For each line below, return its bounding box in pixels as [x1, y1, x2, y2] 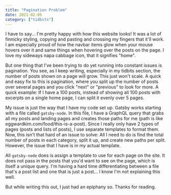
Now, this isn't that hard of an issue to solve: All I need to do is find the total [5, 132, 164, 138]
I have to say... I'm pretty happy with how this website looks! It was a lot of [5, 31, 162, 37]
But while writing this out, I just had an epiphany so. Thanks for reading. [5, 184, 156, 190]
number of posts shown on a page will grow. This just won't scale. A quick [5, 73, 161, 79]
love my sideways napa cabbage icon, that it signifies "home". [5, 52, 136, 59]
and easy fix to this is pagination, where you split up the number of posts [5, 78, 159, 85]
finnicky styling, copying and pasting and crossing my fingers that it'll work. [5, 36, 164, 42]
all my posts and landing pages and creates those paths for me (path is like [5, 116, 163, 122]
